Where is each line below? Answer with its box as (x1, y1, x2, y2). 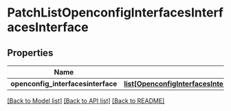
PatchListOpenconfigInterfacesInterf (7, 5, 223, 21)
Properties (7, 47, 54, 59)
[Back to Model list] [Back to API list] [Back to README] (7, 97, 165, 105)
